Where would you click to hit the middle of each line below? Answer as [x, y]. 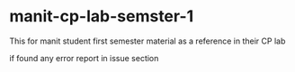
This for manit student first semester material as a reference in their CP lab [147, 41]
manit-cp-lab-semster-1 [102, 16]
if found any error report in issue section [84, 58]
